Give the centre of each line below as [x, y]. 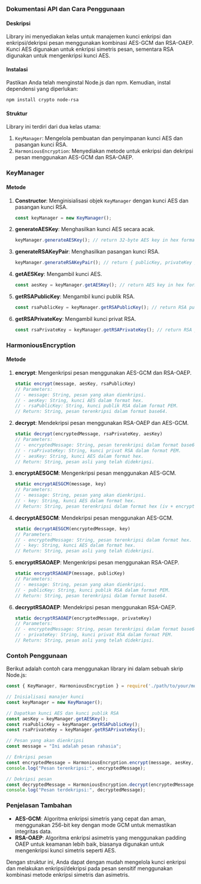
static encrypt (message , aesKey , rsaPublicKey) [75, 384]
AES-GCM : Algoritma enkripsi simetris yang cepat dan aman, [90, 818]
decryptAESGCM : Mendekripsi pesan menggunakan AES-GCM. [94, 518]
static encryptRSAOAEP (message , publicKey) [70, 573]
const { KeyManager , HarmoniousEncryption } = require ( [77, 686]
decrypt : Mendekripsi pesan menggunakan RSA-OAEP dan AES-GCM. [102, 423]
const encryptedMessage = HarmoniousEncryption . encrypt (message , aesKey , [100, 763]
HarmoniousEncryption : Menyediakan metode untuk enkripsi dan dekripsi [104, 151]
